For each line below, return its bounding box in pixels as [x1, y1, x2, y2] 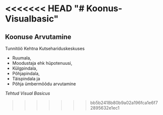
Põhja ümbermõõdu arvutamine [12, 81, 76, 87]
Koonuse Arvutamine [5, 33, 72, 41]
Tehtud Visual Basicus [5, 91, 50, 96]
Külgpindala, [12, 65, 38, 71]
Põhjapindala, [12, 71, 40, 76]
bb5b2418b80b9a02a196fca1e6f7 [90, 100, 158, 105]
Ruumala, [12, 55, 31, 61]
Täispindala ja [12, 76, 41, 81]
